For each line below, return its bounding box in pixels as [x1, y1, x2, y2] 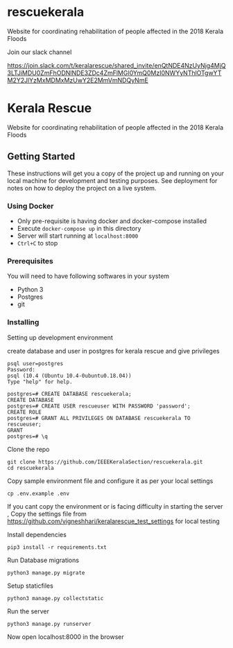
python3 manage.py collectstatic [7, 595, 104, 602]
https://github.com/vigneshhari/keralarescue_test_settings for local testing [7, 517, 220, 525]
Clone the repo [7, 445, 50, 453]
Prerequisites [7, 256, 53, 265]
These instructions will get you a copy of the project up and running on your [7, 169, 224, 177]
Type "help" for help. [7, 378, 73, 385]
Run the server [7, 607, 50, 615]
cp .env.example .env [7, 490, 70, 497]
